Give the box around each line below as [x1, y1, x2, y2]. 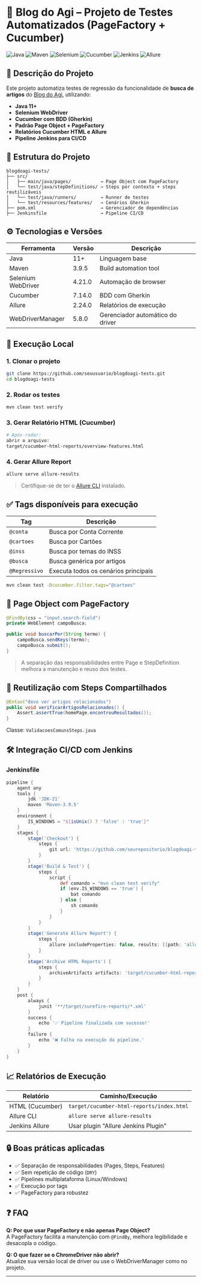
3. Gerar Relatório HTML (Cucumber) [6, 418, 116, 426]
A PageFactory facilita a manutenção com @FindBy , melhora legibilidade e [6, 1233, 188, 1240]
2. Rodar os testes [6, 390, 60, 399]
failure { [28, 1031, 52, 1038]
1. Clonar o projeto [6, 357, 61, 365]
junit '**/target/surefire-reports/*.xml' [38, 1003, 147, 1010]
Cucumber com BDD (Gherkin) [14, 115, 93, 122]
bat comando [70, 891, 101, 897]
